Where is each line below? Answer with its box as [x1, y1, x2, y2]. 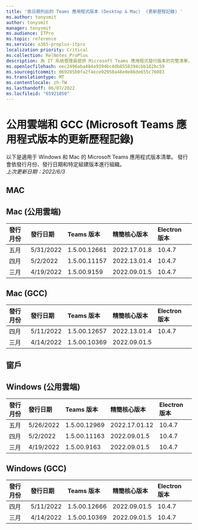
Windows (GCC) [6, 463, 67, 474]
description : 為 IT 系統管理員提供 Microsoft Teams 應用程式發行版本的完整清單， [6, 58, 193, 64]
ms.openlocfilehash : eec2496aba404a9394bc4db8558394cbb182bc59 [6, 63, 165, 69]
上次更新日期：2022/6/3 [6, 168, 65, 175]
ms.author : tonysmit [6, 14, 57, 20]
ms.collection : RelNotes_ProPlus [6, 52, 88, 58]
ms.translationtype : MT [6, 74, 65, 80]
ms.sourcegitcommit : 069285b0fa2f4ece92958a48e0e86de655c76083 [6, 69, 165, 75]
